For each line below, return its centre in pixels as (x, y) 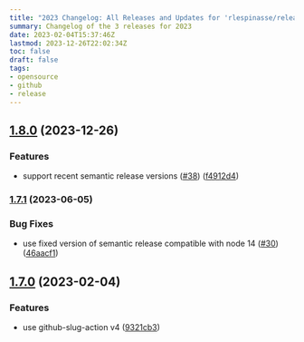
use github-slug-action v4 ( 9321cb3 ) (91, 327)
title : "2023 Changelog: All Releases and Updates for (115, 18)
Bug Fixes (32, 224)
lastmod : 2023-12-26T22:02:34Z (68, 43)
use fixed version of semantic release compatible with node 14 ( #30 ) (150, 244)
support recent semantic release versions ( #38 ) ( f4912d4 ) (131, 176)
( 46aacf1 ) (40, 253)
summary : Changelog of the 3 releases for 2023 (101, 26)
